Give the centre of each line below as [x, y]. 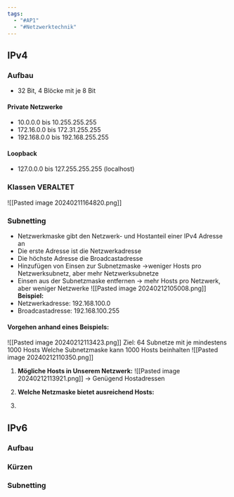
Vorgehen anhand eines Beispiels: [58, 327]
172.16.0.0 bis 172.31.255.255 [59, 130]
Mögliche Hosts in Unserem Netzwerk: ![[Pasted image [99, 371]
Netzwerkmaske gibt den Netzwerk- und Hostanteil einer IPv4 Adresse [120, 236]
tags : [15, 14]
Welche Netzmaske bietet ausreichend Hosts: [86, 392]
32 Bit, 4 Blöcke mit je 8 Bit [57, 91]
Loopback [22, 153]
